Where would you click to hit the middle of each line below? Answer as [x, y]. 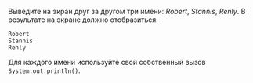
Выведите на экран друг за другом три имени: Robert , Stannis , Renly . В [127, 11]
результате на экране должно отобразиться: [83, 20]
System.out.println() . [44, 70]
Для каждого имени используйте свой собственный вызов [107, 62]
